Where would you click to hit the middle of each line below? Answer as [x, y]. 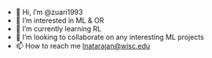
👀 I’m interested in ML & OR [60, 20]
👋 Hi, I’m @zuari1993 [49, 12]
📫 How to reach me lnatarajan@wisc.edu [83, 46]
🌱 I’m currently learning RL [58, 29]
